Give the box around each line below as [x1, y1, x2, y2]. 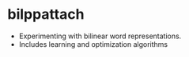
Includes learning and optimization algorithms [18, 39, 168, 48]
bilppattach [7, 5, 85, 23]
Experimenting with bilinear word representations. [18, 31, 182, 41]
